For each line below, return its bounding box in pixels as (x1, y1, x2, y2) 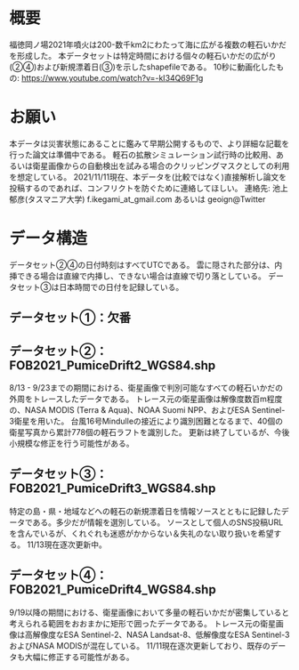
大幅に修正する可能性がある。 (24, 651, 134, 662)
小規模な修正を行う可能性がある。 (9, 438, 134, 449)
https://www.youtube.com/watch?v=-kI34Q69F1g (20, 72, 204, 83)
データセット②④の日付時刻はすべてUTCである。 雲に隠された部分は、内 (9, 259, 283, 270)
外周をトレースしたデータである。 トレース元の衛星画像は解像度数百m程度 (9, 393, 283, 405)
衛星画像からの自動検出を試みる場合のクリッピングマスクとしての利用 (32, 160, 290, 171)
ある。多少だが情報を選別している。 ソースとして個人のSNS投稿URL (32, 517, 284, 528)
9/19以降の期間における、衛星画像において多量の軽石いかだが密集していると (9, 607, 290, 618)
